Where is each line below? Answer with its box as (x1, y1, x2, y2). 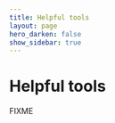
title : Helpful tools (9, 12, 90, 22)
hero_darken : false (9, 29, 82, 38)
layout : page (9, 21, 58, 30)
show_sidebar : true (9, 37, 82, 47)
